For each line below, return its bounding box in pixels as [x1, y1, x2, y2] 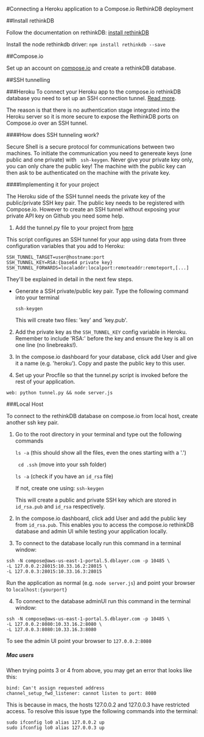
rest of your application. [15, 378, 76, 385]
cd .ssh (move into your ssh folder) [18, 461, 107, 468]
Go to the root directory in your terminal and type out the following [15, 431, 182, 438]
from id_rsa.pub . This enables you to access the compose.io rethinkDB [15, 521, 194, 528]
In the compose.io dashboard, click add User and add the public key [15, 515, 187, 522]
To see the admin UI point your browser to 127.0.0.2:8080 [6, 637, 152, 644]
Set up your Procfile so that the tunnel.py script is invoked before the [15, 372, 188, 378]
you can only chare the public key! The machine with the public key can [6, 163, 186, 170]
